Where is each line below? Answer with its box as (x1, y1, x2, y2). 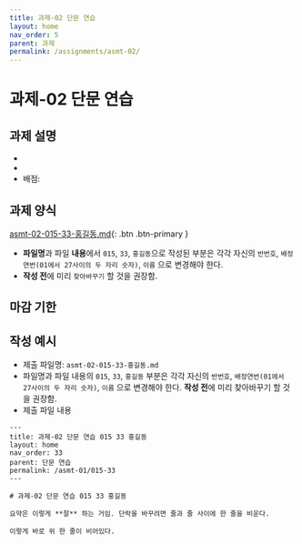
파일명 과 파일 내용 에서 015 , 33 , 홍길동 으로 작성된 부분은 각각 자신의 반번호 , (22, 247, 279, 258)
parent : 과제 (9, 38, 55, 48)
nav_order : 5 (9, 30, 59, 39)
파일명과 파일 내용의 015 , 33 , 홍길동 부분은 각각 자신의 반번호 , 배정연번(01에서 (22, 370, 285, 382)
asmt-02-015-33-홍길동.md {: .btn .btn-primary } (9, 228, 189, 239)
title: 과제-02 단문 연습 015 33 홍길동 (9, 433, 147, 442)
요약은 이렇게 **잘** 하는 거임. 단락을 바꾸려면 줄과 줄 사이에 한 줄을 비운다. (9, 509, 270, 519)
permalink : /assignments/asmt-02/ (9, 47, 141, 56)
